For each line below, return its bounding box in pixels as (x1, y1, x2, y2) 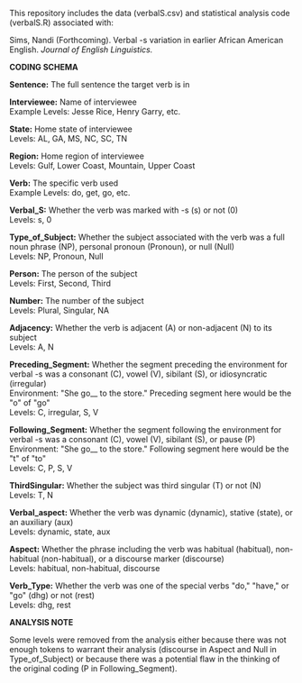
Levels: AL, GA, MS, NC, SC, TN (9, 133, 128, 143)
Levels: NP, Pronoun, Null (9, 251, 104, 261)
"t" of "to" (9, 453, 47, 463)
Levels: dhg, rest (9, 599, 71, 610)
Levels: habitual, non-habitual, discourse (9, 563, 160, 573)
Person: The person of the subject (9, 269, 138, 278)
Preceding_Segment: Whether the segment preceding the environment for (9, 360, 288, 369)
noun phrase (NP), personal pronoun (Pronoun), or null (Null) (9, 241, 235, 251)
